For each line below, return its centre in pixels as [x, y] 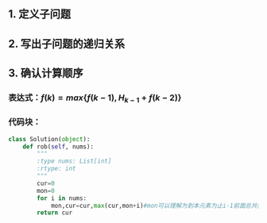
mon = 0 [46, 190]
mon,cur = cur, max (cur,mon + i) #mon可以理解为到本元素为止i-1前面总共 [154, 206]
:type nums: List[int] [74, 161]
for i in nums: [62, 198]
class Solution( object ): [49, 139]
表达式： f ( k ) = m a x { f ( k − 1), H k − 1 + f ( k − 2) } [95, 98]
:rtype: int [57, 169]
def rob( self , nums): [58, 146]
